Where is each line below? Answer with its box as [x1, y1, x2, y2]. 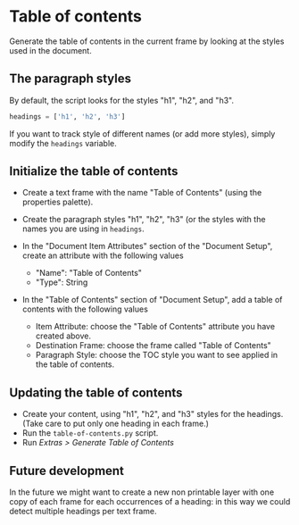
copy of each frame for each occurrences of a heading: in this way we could [9, 496, 291, 507]
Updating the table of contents [9, 385, 183, 400]
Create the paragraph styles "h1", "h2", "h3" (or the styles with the [21, 214, 266, 225]
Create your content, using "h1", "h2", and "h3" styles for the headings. [21, 409, 284, 420]
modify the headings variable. [9, 137, 118, 148]
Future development [9, 462, 125, 479]
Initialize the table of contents [9, 163, 179, 179]
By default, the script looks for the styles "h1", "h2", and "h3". [9, 95, 235, 105]
